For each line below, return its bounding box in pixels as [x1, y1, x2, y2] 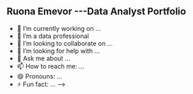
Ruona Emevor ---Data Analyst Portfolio [6, 6, 187, 18]
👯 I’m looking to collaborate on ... [16, 39, 113, 48]
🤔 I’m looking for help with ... [16, 46, 100, 55]
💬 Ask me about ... [16, 54, 71, 62]
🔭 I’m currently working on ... [16, 24, 101, 32]
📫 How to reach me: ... [16, 62, 85, 70]
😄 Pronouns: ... [16, 72, 63, 80]
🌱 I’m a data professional [16, 32, 89, 40]
